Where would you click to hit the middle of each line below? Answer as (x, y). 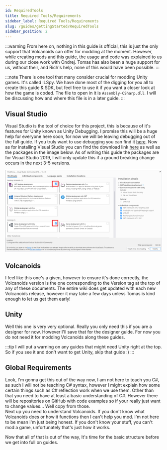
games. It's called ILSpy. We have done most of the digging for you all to (79, 83)
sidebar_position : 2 (27, 32)
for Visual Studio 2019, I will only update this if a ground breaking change (80, 157)
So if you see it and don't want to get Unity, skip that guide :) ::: (70, 352)
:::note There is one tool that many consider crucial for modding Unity (76, 77)
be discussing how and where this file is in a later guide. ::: (65, 98)
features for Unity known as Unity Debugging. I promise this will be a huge (81, 131)
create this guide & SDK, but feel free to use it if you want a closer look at (80, 88)
